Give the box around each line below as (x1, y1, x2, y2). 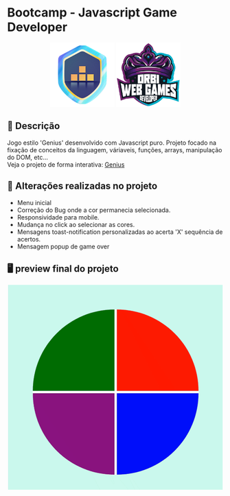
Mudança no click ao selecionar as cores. (16, 220, 135, 228)
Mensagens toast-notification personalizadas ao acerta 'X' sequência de (16, 228, 223, 236)
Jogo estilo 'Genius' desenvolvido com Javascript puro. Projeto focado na (7, 139, 217, 147)
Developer (7, 19, 67, 35)
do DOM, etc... (7, 153, 49, 161)
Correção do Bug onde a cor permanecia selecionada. (16, 206, 171, 214)
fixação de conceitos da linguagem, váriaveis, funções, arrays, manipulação (7, 145, 222, 154)
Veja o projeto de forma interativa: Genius (7, 160, 125, 169)
